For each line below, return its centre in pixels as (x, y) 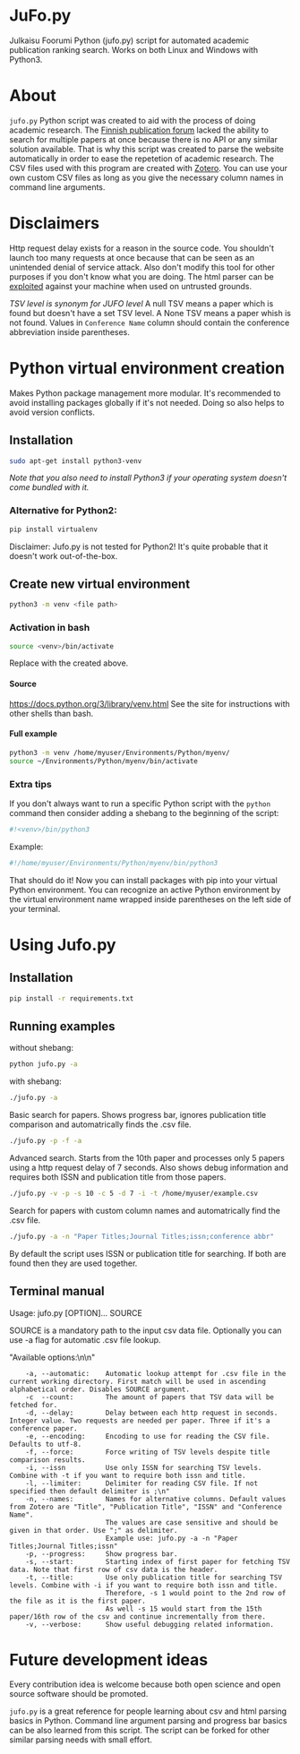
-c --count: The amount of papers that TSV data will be (150, 1397)
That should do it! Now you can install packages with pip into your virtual (143, 880)
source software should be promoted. (79, 1694)
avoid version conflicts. (52, 412)
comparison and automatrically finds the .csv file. (100, 1124)
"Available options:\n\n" (52, 1357)
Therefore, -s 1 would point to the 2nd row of (196, 1593)
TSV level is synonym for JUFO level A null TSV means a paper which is (141, 303)
